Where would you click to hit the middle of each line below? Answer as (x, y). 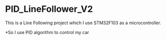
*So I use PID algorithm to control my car (47, 32)
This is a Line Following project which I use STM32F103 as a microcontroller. (83, 23)
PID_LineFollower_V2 (49, 9)
